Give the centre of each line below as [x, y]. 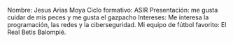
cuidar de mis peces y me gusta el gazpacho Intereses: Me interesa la [108, 17]
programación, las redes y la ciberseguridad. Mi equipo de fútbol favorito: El [117, 25]
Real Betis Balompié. [37, 32]
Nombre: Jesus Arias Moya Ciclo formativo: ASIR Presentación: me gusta [113, 10]
